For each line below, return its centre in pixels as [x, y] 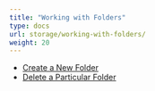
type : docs [30, 26]
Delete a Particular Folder [69, 78]
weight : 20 [30, 42]
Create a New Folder [60, 68]
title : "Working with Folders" [68, 17]
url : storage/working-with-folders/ [77, 34]
